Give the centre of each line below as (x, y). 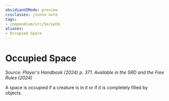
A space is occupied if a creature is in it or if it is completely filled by (77, 87)
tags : (11, 19)
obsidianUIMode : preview (31, 10)
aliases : (14, 29)
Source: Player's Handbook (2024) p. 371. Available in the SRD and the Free (85, 72)
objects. (14, 93)
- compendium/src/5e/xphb (32, 24)
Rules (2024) (19, 78)
